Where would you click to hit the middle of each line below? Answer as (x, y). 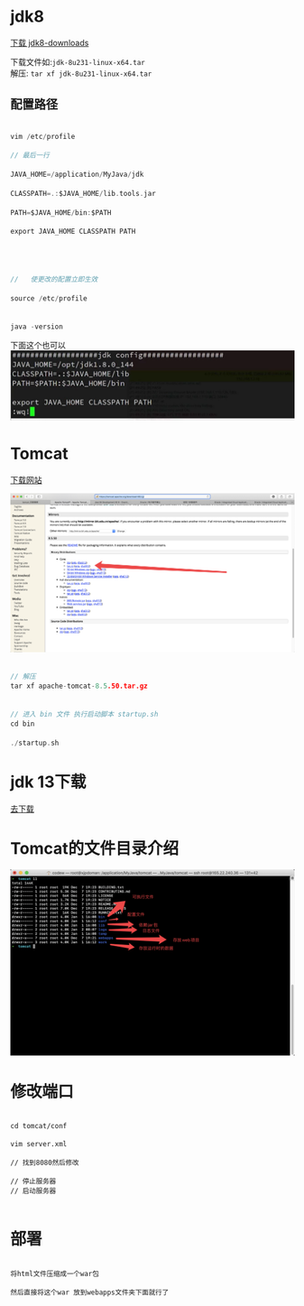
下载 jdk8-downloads (50, 42)
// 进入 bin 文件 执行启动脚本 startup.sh (84, 715)
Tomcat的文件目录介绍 (95, 848)
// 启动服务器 (33, 1191)
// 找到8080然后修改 (45, 1163)
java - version (37, 327)
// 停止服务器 (33, 1181)
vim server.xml (39, 1144)
